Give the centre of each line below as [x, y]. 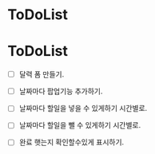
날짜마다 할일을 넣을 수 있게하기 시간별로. [83, 109]
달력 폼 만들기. [42, 74]
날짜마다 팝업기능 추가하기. [61, 91]
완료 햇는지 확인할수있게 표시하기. [72, 142]
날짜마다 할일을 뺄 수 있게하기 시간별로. [80, 125]
